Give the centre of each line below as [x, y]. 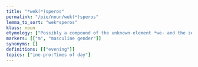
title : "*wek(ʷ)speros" [35, 11]
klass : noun [21, 28]
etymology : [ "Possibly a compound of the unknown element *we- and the [96, 33]
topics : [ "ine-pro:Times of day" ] [49, 55]
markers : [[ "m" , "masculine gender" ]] [54, 38]
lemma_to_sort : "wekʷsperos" [42, 22]
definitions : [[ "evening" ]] [41, 50]
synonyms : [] [22, 44]
